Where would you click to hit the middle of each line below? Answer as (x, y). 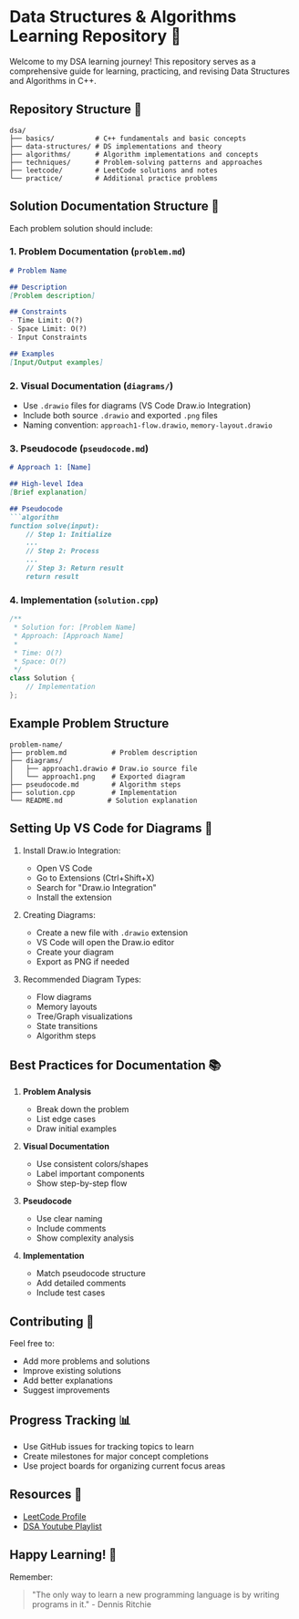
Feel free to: (32, 1344)
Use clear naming (69, 1219)
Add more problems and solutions (86, 1361)
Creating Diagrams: (59, 914)
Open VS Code (64, 868)
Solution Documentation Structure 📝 (114, 206)
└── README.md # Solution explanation (103, 800)
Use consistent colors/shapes (92, 1164)
